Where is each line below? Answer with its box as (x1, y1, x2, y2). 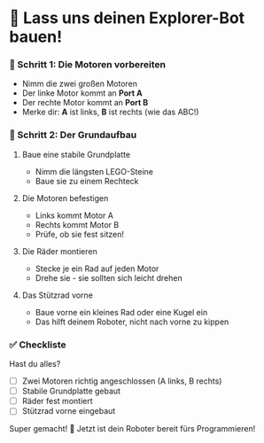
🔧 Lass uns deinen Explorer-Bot (9, 8, 245, 28)
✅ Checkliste (9, 338, 66, 351)
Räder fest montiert (21, 396, 93, 407)
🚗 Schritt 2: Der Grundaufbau (9, 128, 137, 141)
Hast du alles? (9, 359, 61, 369)
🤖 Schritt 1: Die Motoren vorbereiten (9, 58, 167, 71)
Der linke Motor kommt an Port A (21, 88, 144, 98)
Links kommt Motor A (35, 210, 113, 221)
